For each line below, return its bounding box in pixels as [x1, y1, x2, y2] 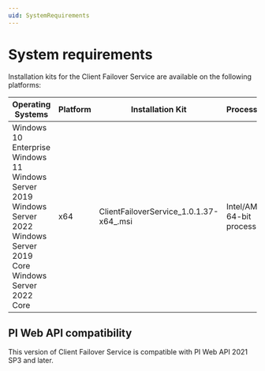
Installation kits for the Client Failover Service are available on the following [8, 72, 252, 81]
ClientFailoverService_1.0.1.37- [99, 206, 219, 217]
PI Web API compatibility [8, 326, 132, 339]
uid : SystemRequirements [8, 11, 90, 20]
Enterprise [12, 141, 51, 152]
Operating [12, 99, 51, 110]
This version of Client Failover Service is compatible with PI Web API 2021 [8, 347, 248, 357]
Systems [14, 108, 49, 119]
